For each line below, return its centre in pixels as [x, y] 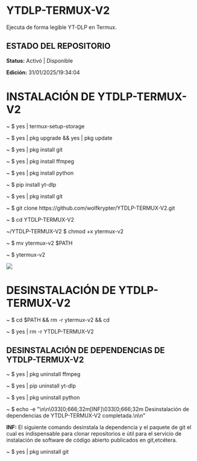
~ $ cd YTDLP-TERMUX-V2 [40, 219]
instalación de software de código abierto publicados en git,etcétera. [92, 440]
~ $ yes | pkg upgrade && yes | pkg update [59, 138]
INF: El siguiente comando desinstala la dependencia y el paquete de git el [99, 427]
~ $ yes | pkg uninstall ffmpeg [43, 374]
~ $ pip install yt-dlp [31, 184]
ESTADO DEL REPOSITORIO [58, 46]
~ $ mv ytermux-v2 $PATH [39, 243]
